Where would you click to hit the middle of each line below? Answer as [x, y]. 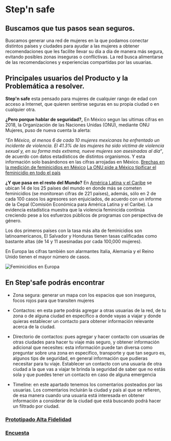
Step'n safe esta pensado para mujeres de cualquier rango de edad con [81, 99]
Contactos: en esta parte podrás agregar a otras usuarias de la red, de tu [89, 310]
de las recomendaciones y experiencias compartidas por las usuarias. [79, 62]
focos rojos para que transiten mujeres [53, 300]
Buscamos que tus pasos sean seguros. [70, 28]
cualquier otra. [21, 109]
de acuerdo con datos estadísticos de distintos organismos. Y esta [75, 156]
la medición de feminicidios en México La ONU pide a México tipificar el [81, 167]
